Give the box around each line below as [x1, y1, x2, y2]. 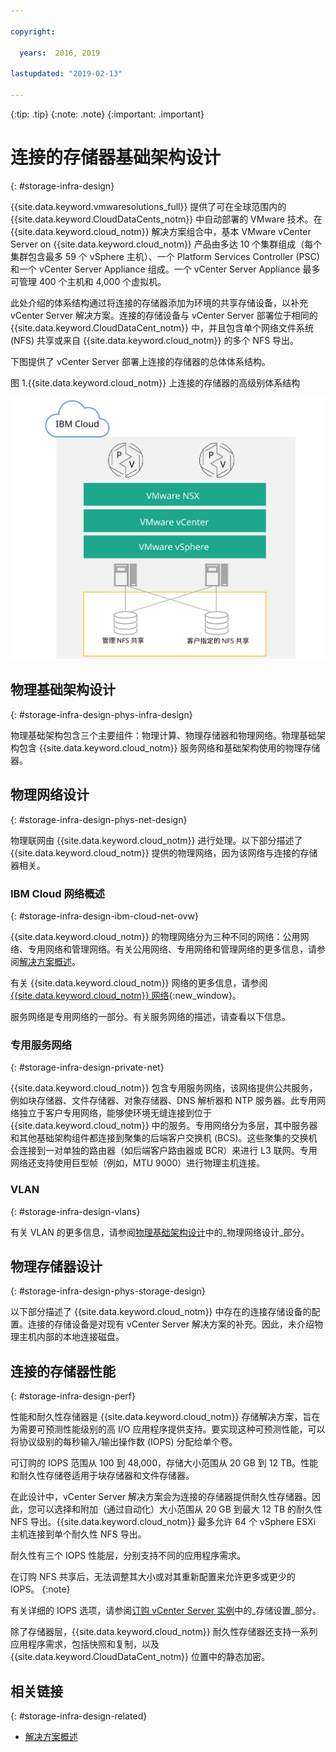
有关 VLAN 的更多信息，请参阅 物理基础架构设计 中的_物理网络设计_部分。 [10, 1226, 310, 1238]
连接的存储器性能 [10, 1363, 116, 1380]
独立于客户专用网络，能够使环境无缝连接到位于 [18, 1107, 212, 1119]
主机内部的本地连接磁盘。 [18, 1331, 125, 1343]
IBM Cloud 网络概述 [10, 886, 105, 900]
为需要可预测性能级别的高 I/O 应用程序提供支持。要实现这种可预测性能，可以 [10, 1423, 326, 1435]
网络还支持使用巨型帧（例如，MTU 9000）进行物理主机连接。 [10, 1157, 266, 1169]
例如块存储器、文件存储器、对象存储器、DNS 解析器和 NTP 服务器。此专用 [10, 1095, 317, 1107]
